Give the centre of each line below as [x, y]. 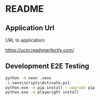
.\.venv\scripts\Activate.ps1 [38, 83]
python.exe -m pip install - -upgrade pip [50, 88]
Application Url [30, 28]
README [25, 9]
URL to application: [25, 40]
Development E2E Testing [47, 66]
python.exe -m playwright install [42, 92]
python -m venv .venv [28, 78]
